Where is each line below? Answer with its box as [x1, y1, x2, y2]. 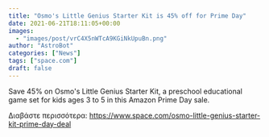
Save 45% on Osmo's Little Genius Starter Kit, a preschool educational [8, 86, 243, 96]
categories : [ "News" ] [8, 49, 81, 57]
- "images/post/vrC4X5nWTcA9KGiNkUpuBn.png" [15, 34, 168, 43]
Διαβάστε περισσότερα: [8, 110, 88, 120]
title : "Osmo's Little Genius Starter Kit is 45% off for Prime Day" [8, 11, 247, 20]
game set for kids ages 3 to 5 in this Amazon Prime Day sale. [8, 94, 210, 105]
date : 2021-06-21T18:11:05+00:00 [8, 19, 121, 27]
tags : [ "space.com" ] [8, 57, 78, 65]
